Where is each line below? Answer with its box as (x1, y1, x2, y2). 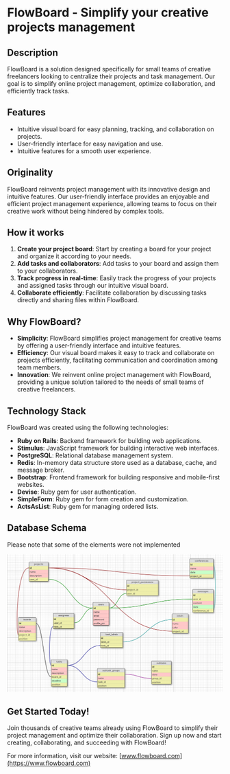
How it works (7, 227, 64, 238)
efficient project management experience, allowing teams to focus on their (7, 199, 218, 207)
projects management (7, 19, 136, 35)
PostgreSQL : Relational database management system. (16, 451, 173, 459)
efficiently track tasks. (7, 87, 70, 95)
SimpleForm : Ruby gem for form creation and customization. (16, 495, 189, 503)
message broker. (16, 466, 65, 475)
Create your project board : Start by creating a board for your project (16, 245, 212, 253)
